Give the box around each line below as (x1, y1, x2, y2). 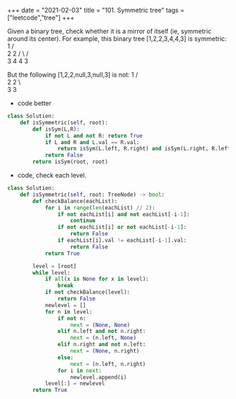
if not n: (57, 315, 86, 322)
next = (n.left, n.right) (70, 360, 146, 367)
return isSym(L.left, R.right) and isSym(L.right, (57, 145, 209, 152)
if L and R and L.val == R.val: (44, 138, 140, 146)
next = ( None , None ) (70, 321, 131, 329)
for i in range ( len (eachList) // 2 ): (44, 204, 156, 211)
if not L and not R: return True (44, 132, 143, 139)
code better (17, 99, 52, 107)
